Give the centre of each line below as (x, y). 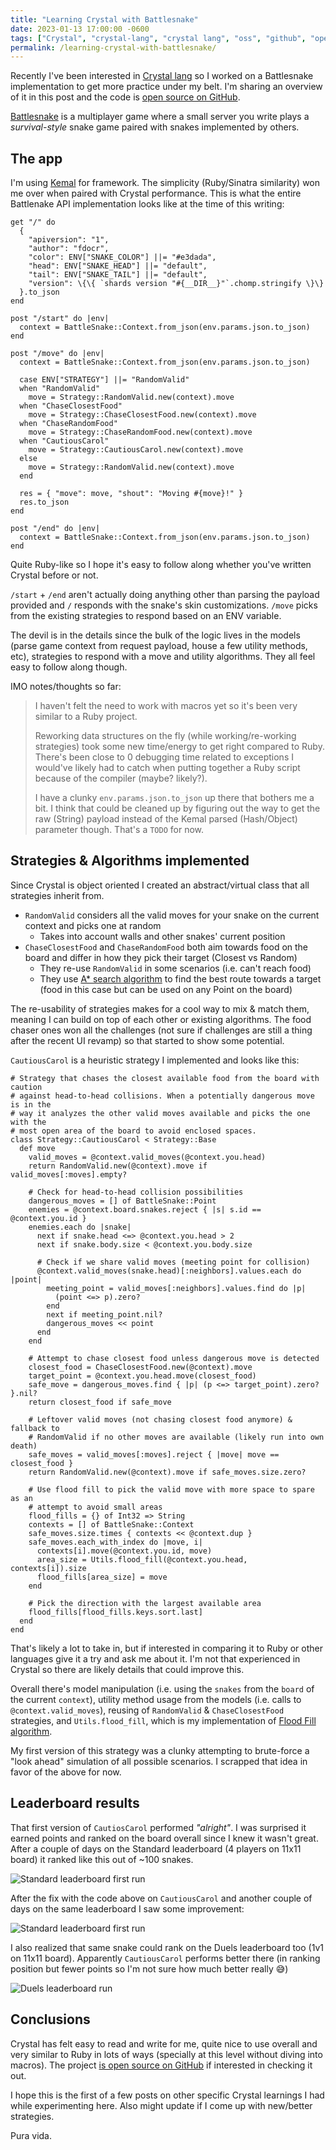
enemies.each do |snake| (80, 1227)
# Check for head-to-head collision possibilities (136, 1192)
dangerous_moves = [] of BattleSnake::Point (122, 1201)
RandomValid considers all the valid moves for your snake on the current (172, 915)
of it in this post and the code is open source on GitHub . (125, 97)
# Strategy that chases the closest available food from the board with (165, 1078)
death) (24, 1446)
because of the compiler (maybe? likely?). (121, 778)
